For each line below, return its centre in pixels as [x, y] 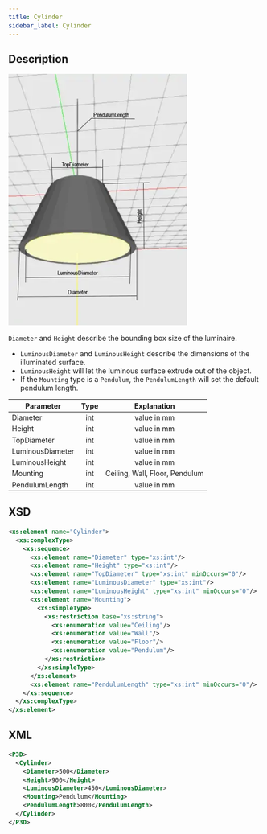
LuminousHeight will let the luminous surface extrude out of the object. [136, 371]
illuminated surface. [53, 363]
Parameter [43, 405]
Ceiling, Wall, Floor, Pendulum [154, 474]
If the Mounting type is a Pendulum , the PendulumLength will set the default [139, 380]
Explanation [154, 405]
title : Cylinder [35, 17]
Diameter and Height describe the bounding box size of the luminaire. [123, 339]
